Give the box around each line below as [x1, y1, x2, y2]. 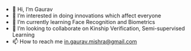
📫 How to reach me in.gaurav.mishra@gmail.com [12, 38, 137, 45]
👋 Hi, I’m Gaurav [12, 6, 53, 13]
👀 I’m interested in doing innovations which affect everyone [12, 12, 162, 19]
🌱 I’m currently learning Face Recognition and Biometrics [12, 19, 156, 25]
